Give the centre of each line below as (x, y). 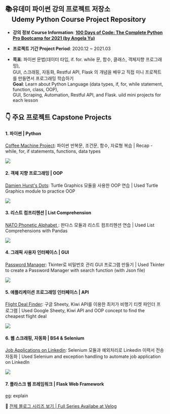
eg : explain (17, 396)
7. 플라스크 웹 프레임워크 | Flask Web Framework (55, 384)
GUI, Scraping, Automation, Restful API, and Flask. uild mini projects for (87, 95)
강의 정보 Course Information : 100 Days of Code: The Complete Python (88, 32)
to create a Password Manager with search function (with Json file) (75, 271)
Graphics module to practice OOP (40, 191)
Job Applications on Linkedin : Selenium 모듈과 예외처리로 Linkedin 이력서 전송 (85, 350)
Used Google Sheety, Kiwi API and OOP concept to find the (83, 311)
